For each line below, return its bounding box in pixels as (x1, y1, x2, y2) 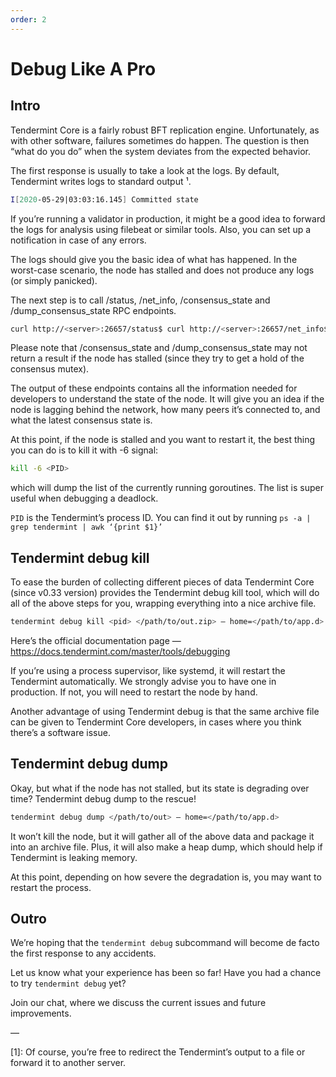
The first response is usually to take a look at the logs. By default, (10, 164, 280, 176)
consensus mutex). (10, 363, 90, 375)
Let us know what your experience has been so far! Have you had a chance (10, 967, 322, 979)
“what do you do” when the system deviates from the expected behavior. (10, 145, 312, 157)
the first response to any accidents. (10, 947, 157, 960)
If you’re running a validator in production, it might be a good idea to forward (10, 212, 326, 225)
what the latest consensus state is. (10, 414, 153, 426)
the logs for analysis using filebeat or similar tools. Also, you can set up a (10, 223, 312, 235)
